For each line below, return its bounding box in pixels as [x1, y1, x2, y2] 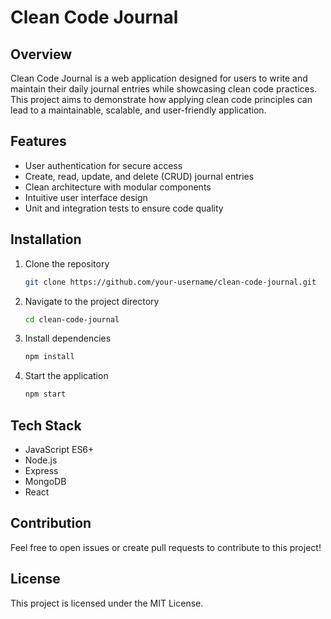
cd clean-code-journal [24, 314, 120, 325]
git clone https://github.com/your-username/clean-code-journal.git [24, 277, 317, 287]
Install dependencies [24, 332, 112, 345]
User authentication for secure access [24, 159, 183, 171]
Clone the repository [24, 257, 110, 270]
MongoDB [24, 475, 67, 487]
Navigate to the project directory [24, 295, 160, 307]
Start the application [24, 370, 109, 382]
